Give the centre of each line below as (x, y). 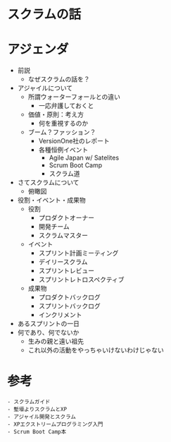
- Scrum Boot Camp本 (37, 432)
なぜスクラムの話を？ (59, 79)
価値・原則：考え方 (56, 114)
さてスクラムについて (48, 183)
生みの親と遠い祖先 (56, 341)
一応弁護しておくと (66, 106)
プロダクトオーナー (66, 218)
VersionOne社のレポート (74, 141)
